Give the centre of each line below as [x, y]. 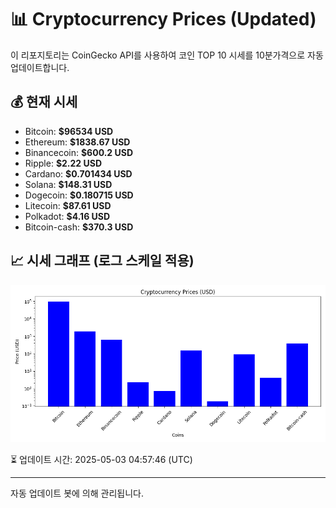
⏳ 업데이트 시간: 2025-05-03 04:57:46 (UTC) [101, 459]
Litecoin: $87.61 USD [68, 205]
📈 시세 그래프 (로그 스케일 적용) [102, 261]
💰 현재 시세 [44, 102]
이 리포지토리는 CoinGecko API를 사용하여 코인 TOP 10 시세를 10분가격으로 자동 [167, 55]
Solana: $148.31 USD [68, 184]
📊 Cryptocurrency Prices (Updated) [163, 19]
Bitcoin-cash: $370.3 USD [79, 227]
